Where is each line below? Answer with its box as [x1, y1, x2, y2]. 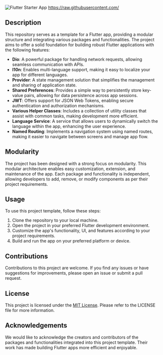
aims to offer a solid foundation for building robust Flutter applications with [5, 42, 154, 48]
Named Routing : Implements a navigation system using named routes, [12, 129, 153, 134]
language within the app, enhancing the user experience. [12, 123, 126, 129]
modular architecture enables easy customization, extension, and [5, 165, 136, 172]
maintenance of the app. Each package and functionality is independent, [5, 171, 150, 177]
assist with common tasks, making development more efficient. [12, 113, 139, 119]
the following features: [5, 47, 50, 53]
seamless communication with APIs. [12, 61, 84, 67]
